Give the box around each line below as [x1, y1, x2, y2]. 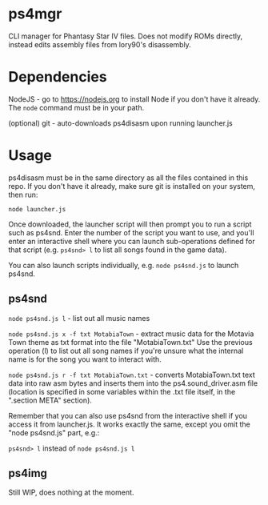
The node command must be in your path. [8, 102, 145, 112]
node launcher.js [8, 205, 66, 213]
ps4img [8, 467, 48, 480]
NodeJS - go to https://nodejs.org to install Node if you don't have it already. [8, 94, 261, 104]
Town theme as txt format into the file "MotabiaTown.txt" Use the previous [8, 337, 254, 347]
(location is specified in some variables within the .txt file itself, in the [8, 387, 236, 396]
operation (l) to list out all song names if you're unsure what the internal [8, 346, 244, 355]
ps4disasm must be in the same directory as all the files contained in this [8, 173, 249, 182]
